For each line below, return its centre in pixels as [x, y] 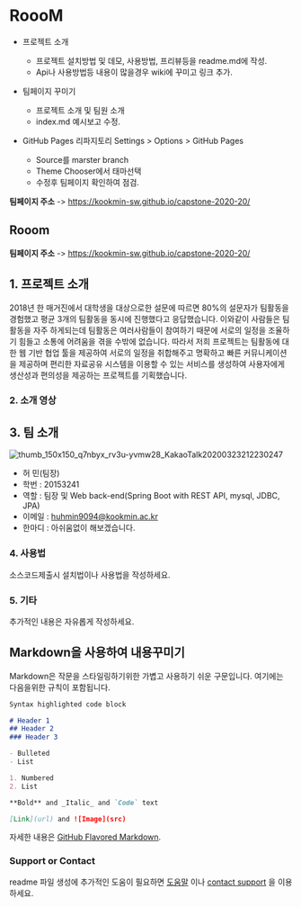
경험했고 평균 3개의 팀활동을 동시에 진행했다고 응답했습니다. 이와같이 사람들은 [145, 319]
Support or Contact [53, 861]
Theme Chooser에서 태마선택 [89, 171]
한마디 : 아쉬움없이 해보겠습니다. [79, 528]
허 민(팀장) [41, 473]
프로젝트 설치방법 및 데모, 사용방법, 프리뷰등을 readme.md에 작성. [151, 60]
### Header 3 [34, 737]
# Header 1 [30, 721]
